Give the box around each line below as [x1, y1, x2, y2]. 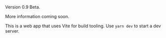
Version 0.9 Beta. [5, 4, 41, 10]
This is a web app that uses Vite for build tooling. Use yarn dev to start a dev [5, 23, 161, 29]
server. [5, 28, 20, 34]
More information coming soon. [5, 14, 69, 19]
